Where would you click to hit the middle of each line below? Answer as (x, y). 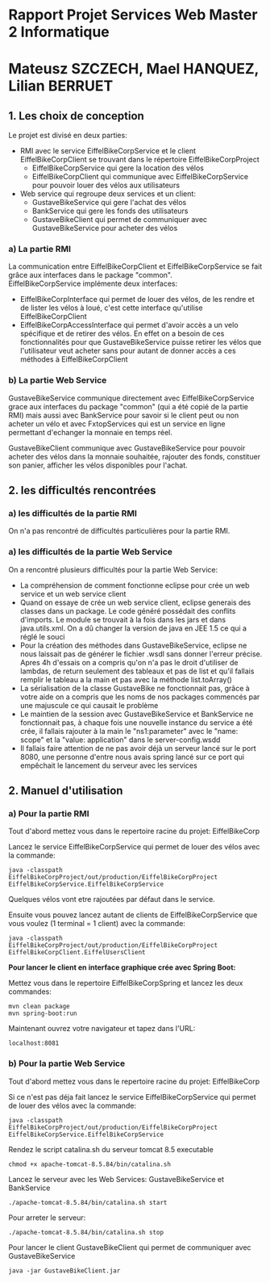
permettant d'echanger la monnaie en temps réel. (91, 432)
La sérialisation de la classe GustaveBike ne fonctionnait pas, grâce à (135, 688)
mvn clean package (39, 1007)
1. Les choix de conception (77, 116)
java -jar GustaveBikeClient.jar (64, 1270)
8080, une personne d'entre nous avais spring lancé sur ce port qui (132, 757)
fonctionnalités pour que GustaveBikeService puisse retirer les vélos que (141, 342)
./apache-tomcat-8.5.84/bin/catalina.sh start (88, 1202)
